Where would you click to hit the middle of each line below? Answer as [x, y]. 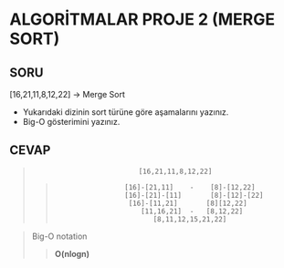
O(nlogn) [72, 253]
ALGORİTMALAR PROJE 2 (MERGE [142, 20]
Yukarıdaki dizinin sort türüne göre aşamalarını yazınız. [126, 112]
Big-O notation [59, 236]
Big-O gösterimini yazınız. [71, 122]
